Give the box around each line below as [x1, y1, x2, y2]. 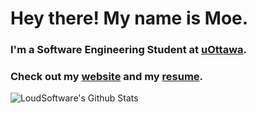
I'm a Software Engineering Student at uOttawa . [10, 43, 247, 57]
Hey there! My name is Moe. [10, 7, 249, 30]
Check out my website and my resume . [10, 70, 204, 84]
